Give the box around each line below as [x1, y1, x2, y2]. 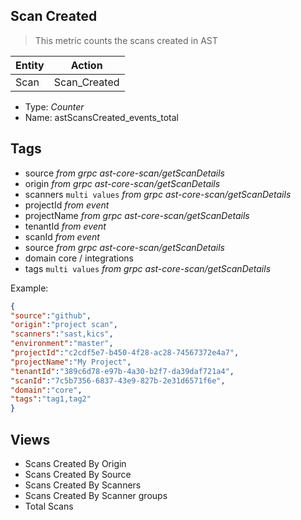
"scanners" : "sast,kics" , [10, 329, 114, 339]
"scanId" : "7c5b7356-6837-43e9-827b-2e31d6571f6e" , [10, 375, 226, 386]
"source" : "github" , [10, 310, 92, 321]
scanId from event [24, 230, 100, 243]
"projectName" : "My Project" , [10, 357, 132, 367]
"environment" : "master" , [10, 339, 114, 349]
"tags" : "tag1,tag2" [10, 394, 92, 404]
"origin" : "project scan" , [10, 320, 118, 330]
